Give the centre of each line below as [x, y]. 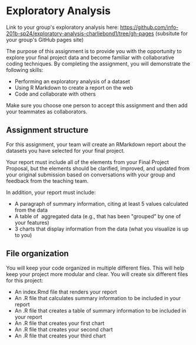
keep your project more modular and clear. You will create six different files [97, 274]
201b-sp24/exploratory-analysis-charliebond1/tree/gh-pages [80, 33]
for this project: [25, 280]
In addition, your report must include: [51, 192]
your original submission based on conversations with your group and [91, 175]
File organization [37, 254]
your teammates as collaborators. [47, 111]
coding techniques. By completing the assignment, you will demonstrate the [98, 64]
